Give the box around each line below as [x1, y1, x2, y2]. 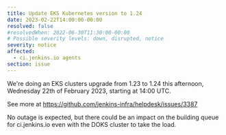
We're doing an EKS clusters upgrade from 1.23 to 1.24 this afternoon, [7, 79, 204, 87]
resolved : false [7, 22, 53, 29]
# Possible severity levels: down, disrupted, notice [7, 35, 164, 42]
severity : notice [7, 42, 57, 48]
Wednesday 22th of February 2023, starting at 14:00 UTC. [7, 87, 171, 95]
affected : [7, 48, 36, 55]
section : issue [7, 61, 51, 67]
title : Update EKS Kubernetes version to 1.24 [7, 10, 142, 17]
